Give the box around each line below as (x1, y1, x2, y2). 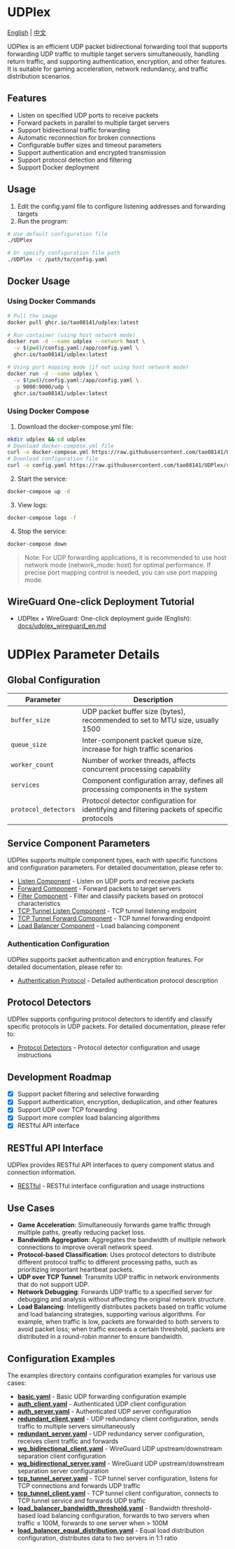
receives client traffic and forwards (17, 1437, 119, 1445)
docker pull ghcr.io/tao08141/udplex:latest (7, 319, 139, 326)
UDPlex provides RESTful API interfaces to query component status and (7, 1161, 215, 1169)
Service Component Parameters (7, 837, 150, 849)
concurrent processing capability (82, 764, 191, 774)
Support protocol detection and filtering (17, 156, 132, 164)
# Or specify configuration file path (7, 249, 120, 256)
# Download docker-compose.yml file (7, 442, 114, 449)
